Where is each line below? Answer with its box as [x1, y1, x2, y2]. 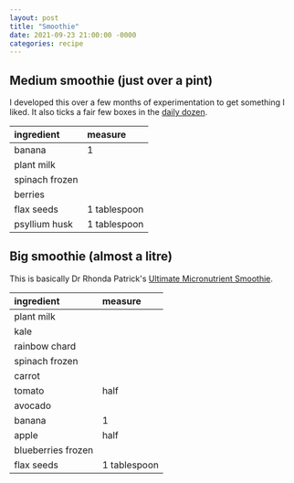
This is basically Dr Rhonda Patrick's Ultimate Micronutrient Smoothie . [9, 273, 274, 284]
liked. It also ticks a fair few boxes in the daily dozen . [9, 107, 208, 118]
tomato [14, 384, 45, 397]
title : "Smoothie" [9, 22, 79, 31]
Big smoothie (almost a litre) [9, 248, 173, 265]
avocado [14, 399, 52, 412]
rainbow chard [14, 340, 76, 352]
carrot [14, 369, 41, 382]
